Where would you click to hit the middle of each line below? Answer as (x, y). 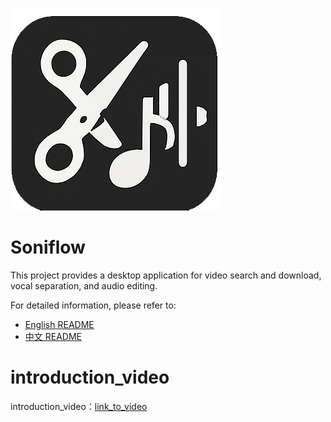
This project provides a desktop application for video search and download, (166, 275)
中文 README (53, 336)
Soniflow (48, 247)
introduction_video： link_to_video (79, 406)
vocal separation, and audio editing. (84, 285)
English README (59, 324)
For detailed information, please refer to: (93, 305)
